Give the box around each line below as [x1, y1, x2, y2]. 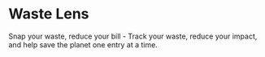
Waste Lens [8, 5, 89, 23]
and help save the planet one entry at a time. [8, 39, 159, 49]
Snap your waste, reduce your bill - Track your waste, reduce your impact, [8, 31, 258, 41]
